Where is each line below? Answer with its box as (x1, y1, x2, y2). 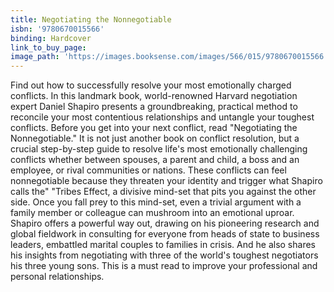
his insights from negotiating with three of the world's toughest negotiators (10, 249, 319, 261)
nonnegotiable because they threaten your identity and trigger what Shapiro (10, 175, 323, 187)
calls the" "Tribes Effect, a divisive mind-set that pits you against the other (10, 186, 317, 198)
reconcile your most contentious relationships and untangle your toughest (10, 111, 315, 123)
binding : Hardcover (10, 33, 92, 43)
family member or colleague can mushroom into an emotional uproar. (10, 207, 295, 219)
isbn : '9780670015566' (10, 24, 105, 34)
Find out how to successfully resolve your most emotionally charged (10, 79, 292, 91)
